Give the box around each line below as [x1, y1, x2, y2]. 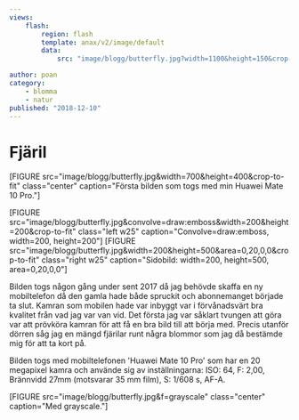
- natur [25, 95, 53, 104]
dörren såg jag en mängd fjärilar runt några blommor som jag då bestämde [9, 328, 283, 339]
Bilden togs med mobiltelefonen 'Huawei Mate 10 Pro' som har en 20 [9, 355, 261, 366]
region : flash [41, 29, 93, 38]
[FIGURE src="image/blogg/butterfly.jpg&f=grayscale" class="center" [9, 392, 265, 402]
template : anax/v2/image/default [41, 37, 166, 47]
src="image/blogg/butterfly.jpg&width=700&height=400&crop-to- [42, 171, 285, 182]
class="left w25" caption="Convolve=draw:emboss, [77, 226, 270, 237]
